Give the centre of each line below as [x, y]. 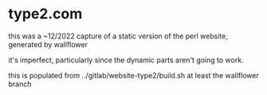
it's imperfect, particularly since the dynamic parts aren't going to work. [126, 60]
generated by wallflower [48, 44]
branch [20, 84]
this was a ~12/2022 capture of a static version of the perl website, [118, 36]
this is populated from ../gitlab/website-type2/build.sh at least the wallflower [133, 75]
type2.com [45, 14]
